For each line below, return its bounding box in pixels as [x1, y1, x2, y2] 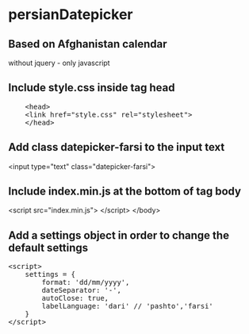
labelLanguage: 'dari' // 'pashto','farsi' [41, 301, 214, 311]
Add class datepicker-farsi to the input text [8, 140, 225, 154]
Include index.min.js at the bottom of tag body [8, 185, 242, 198]
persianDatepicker [8, 6, 133, 24]
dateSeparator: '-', [41, 286, 121, 295]
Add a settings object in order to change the [8, 228, 230, 242]
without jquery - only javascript [8, 58, 110, 67]
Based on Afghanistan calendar [8, 37, 167, 51]
